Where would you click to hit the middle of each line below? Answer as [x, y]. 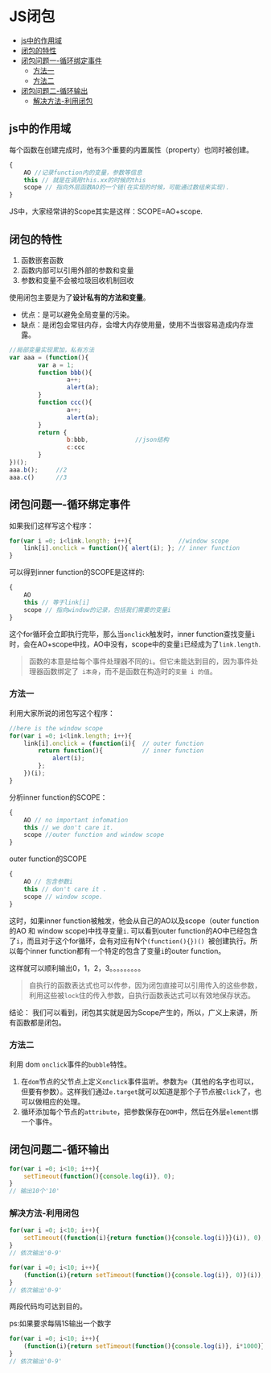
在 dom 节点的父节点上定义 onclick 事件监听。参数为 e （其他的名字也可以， [139, 1081]
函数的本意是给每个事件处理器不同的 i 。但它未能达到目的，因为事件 [140, 661]
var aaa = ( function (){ [49, 357]
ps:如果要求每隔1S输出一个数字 [60, 1324]
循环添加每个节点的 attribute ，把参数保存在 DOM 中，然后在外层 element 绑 [140, 1111]
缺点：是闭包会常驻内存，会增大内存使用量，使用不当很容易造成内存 [133, 324]
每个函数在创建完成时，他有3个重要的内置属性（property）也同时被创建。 [131, 149]
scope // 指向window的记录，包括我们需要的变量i [97, 610]
